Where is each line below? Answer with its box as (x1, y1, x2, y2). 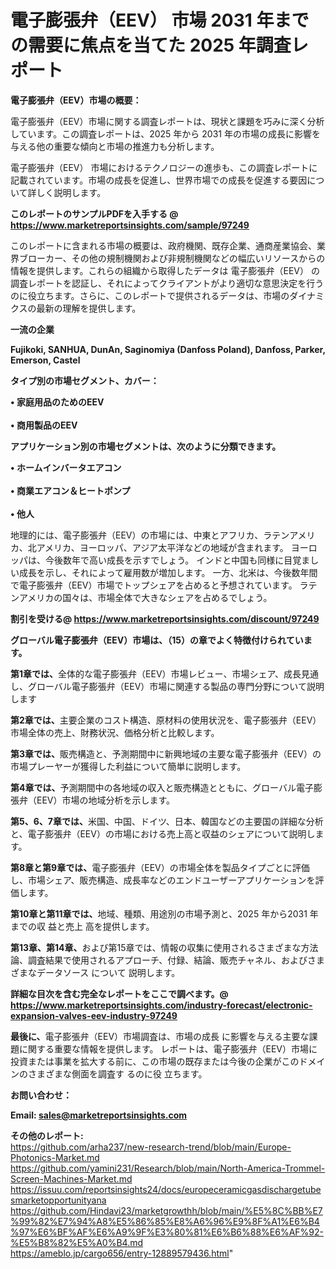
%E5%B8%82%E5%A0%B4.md (10, 1236, 144, 1248)
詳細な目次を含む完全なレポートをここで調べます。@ (10, 987, 229, 1000)
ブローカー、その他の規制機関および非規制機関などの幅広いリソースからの (18, 252, 326, 264)
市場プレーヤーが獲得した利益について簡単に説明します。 (10, 760, 247, 772)
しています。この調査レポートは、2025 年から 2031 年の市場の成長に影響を (10, 127, 321, 140)
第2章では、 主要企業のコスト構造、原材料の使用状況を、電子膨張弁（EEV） (10, 714, 322, 726)
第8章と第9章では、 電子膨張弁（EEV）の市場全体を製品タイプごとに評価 (10, 861, 310, 873)
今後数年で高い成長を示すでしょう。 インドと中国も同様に (44, 554, 285, 566)
